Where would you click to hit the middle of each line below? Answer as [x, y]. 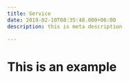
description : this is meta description [65, 26]
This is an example [62, 67]
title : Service [29, 13]
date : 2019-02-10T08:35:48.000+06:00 [62, 20]
